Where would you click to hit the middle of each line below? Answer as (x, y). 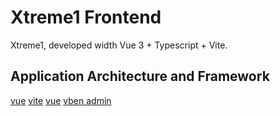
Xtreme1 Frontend (86, 17)
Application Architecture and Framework (140, 76)
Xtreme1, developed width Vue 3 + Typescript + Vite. (119, 45)
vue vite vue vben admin (61, 100)
